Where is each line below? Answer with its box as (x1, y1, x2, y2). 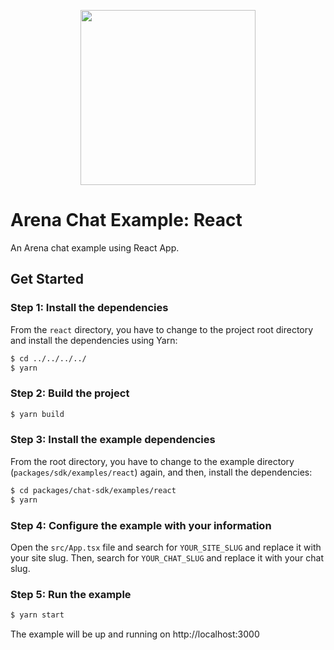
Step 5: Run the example (10, 587, 132, 601)
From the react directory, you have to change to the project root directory (10, 323, 314, 335)
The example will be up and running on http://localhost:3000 (10, 628, 260, 640)
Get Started (10, 271, 84, 288)
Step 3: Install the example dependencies (10, 433, 216, 447)
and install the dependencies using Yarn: (10, 334, 178, 346)
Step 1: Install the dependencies (10, 301, 169, 315)
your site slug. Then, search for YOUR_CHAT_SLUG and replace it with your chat (10, 551, 324, 564)
